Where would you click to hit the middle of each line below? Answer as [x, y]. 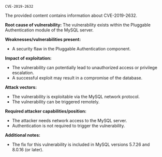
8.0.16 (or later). [28, 149]
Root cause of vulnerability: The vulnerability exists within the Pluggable [78, 25]
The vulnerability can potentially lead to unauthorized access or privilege [85, 68]
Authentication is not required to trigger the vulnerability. [68, 126]
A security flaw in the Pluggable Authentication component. [71, 49]
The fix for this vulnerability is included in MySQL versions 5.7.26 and [81, 144]
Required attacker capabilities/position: [46, 111]
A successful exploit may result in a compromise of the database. [77, 78]
